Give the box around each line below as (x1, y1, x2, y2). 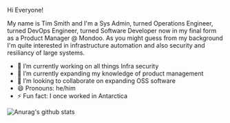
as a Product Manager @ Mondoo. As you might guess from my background (7, 34, 224, 42)
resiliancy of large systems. (7, 48, 85, 57)
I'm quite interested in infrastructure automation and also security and (7, 41, 205, 49)
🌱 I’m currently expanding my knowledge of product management (17, 69, 204, 77)
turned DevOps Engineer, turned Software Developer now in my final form (7, 27, 217, 35)
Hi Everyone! (7, 6, 43, 14)
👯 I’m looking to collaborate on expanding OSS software (17, 77, 176, 85)
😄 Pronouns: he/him (17, 84, 76, 92)
